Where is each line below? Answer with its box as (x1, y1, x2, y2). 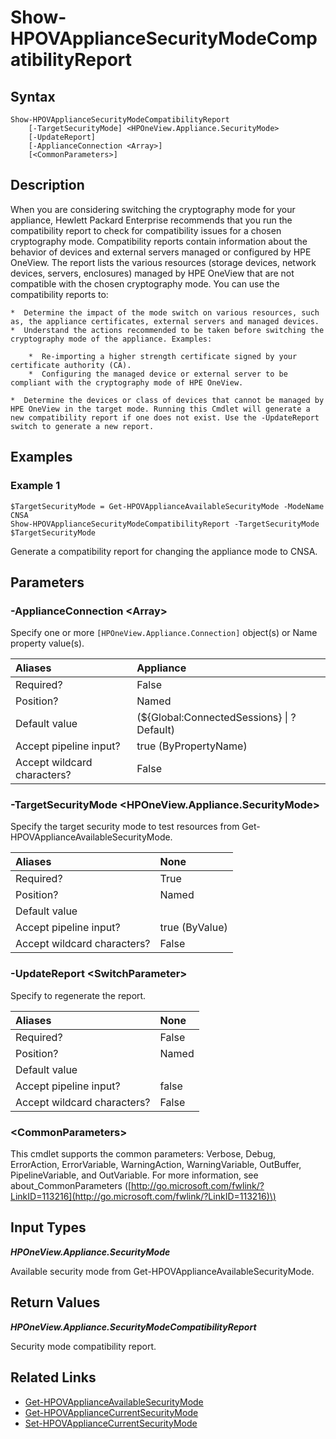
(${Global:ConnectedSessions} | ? (136, 711, 297, 725)
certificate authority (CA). (10, 360, 132, 370)
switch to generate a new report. (10, 421, 155, 431)
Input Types (10, 1219, 87, 1236)
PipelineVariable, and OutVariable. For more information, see (10, 1169, 259, 1181)
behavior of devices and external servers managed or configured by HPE (10, 246, 312, 258)
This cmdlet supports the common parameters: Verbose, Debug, (10, 1148, 277, 1160)
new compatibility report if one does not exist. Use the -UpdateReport (10, 412, 320, 423)
